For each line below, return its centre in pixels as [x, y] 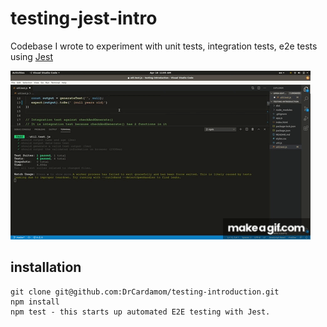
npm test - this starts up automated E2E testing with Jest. [140, 312]
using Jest [31, 56]
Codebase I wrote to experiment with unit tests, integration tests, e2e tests [164, 46]
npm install [35, 302]
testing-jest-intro [84, 18]
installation [46, 267]
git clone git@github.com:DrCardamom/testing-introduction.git [145, 292]
